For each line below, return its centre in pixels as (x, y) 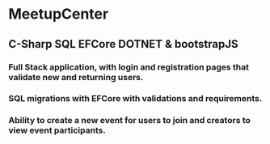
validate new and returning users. (76, 77)
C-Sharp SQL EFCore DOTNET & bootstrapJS (123, 44)
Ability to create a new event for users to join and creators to (129, 121)
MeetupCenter (59, 14)
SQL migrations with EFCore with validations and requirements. (135, 99)
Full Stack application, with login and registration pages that (129, 67)
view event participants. (57, 130)
